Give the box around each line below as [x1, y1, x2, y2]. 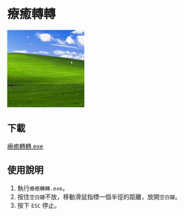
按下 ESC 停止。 [17, 201, 61, 209]
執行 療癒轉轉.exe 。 [17, 184, 69, 192]
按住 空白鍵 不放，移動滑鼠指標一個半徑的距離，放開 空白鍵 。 [17, 193, 181, 201]
